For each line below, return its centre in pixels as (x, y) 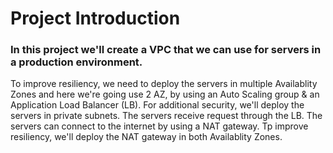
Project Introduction (95, 18)
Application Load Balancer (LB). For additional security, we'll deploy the (157, 105)
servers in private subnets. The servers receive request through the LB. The (166, 116)
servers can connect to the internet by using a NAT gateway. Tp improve (159, 126)
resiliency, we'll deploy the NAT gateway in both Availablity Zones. (146, 137)
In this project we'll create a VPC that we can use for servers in (166, 50)
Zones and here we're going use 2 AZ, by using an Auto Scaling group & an (165, 94)
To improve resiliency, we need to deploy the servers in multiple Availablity (164, 84)
